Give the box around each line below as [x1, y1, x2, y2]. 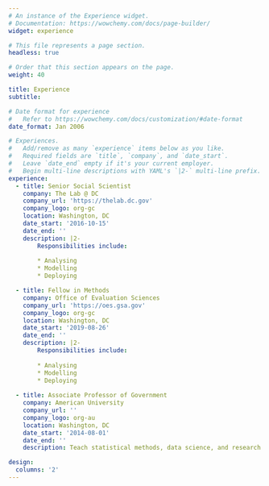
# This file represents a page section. [8, 41, 147, 49]
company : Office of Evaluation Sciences [23, 293, 160, 302]
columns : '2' [15, 466, 60, 474]
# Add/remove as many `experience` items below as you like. [8, 144, 226, 153]
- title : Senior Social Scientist [15, 182, 131, 190]
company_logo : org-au [23, 413, 95, 422]
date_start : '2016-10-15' [23, 219, 110, 227]
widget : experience [8, 27, 74, 35]
